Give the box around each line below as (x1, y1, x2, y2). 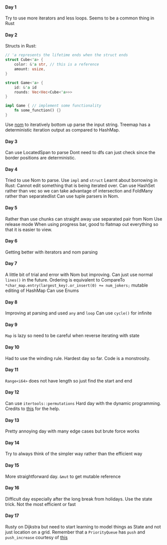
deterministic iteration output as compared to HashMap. (5, 126, 120, 132)
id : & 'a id (14, 85, 37, 90)
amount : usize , (14, 66, 46, 72)
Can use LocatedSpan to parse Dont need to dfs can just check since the (5, 149, 156, 155)
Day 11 (5, 366, 18, 372)
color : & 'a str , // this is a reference (14, 62, 99, 67)
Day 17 (5, 512, 19, 518)
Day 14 (5, 439, 20, 445)
